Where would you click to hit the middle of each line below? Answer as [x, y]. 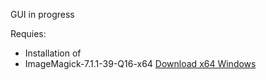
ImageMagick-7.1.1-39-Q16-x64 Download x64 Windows [140, 63]
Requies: [28, 33]
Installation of [53, 53]
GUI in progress [42, 14]
